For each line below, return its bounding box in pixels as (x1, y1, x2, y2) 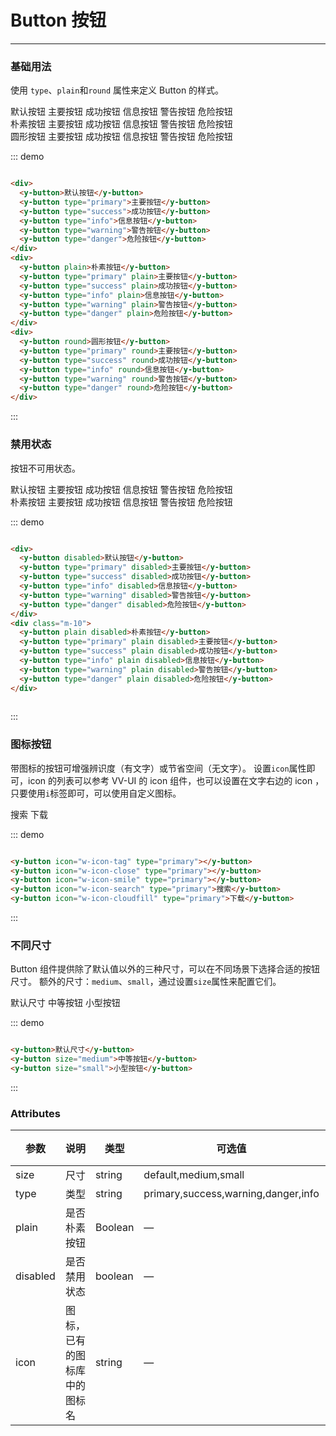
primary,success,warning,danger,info (143, 1187, 320, 1201)
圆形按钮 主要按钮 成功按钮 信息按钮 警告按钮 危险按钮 (10, 131, 233, 143)
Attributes (10, 1106, 61, 1120)
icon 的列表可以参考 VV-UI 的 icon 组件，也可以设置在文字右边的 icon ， (27, 774, 325, 786)
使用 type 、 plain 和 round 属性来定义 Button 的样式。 (10, 84, 225, 96)
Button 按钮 (10, 9, 107, 32)
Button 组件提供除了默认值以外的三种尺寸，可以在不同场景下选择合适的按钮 (10, 963, 321, 975)
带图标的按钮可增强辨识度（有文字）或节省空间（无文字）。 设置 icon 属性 (10, 762, 307, 774)
